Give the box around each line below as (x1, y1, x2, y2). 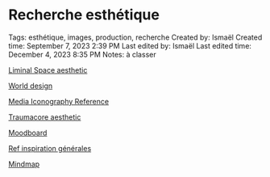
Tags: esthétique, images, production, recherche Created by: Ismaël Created (8, 32, 263, 42)
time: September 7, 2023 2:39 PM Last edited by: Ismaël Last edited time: (8, 40, 252, 50)
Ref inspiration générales (8, 143, 92, 153)
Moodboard (8, 128, 48, 137)
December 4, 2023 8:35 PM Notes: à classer (8, 49, 156, 59)
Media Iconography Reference (8, 96, 110, 106)
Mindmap (8, 159, 40, 169)
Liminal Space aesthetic (8, 65, 88, 74)
